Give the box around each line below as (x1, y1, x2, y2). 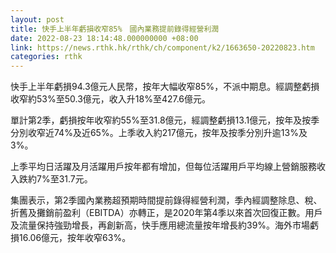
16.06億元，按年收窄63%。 (18, 232, 132, 244)
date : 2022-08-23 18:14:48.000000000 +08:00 (10, 33, 199, 43)
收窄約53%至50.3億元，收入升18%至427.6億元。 (10, 93, 212, 105)
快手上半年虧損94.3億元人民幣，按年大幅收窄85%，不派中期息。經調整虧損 (10, 81, 320, 93)
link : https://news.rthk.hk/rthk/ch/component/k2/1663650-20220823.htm (10, 42, 315, 53)
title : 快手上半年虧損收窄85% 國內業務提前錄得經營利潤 (10, 24, 220, 34)
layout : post (10, 14, 65, 25)
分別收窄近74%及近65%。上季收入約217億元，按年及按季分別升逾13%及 (10, 127, 308, 139)
